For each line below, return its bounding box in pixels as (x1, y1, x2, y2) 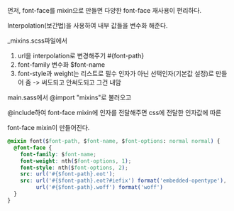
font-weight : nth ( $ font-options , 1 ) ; (20, 157, 132, 165)
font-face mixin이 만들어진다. (7, 124, 90, 131)
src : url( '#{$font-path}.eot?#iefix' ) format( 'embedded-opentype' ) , (20, 177, 227, 185)
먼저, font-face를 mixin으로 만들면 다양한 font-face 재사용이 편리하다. (7, 6, 202, 14)
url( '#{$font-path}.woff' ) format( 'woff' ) (35, 184, 163, 191)
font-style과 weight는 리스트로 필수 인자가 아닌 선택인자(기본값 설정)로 (17, 70, 214, 77)
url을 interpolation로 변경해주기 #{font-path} (17, 52, 144, 60)
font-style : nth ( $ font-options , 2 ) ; (20, 164, 129, 171)
